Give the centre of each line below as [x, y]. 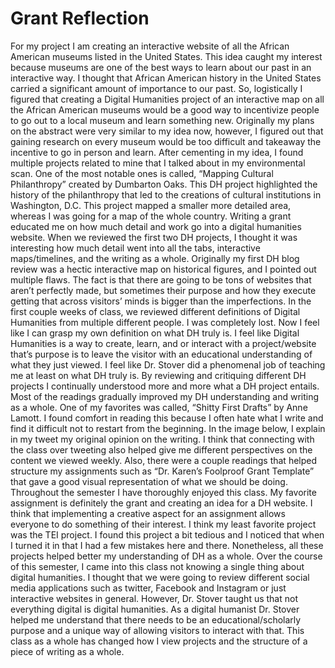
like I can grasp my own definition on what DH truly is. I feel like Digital [155, 333]
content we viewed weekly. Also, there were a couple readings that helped [164, 460]
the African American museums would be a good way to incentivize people [165, 109]
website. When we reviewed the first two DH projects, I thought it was [154, 237]
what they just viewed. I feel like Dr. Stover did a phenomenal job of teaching [168, 364]
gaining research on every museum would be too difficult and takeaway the [166, 141]
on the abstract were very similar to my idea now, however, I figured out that [167, 131]
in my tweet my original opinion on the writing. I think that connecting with [162, 439]
